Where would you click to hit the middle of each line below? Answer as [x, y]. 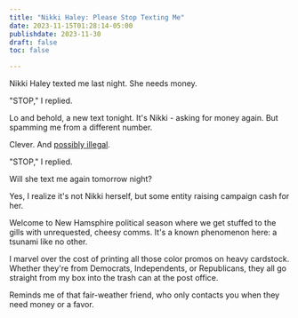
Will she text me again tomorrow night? [81, 179]
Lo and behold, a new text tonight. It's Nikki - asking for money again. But [144, 118]
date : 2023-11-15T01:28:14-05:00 [71, 26]
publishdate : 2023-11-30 [55, 34]
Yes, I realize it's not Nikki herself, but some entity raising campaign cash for [149, 196]
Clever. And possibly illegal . [60, 145]
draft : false [33, 42]
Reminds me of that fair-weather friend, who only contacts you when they [145, 295]
